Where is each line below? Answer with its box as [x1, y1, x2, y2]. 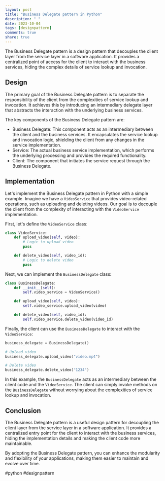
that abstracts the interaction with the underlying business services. [5, 107, 143, 113]
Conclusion [5, 407, 41, 415]
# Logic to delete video [23, 258, 74, 262]
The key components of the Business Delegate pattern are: [5, 116, 125, 122]
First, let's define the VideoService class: [5, 221, 88, 227]
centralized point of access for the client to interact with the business [5, 59, 146, 65]
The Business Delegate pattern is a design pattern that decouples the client [5, 48, 159, 54]
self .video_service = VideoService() [23, 290, 100, 295]
